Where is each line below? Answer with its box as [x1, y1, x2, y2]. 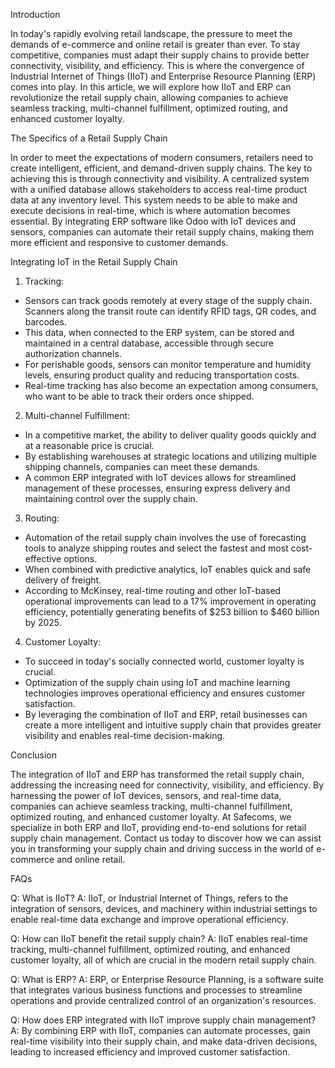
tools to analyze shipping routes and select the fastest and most [24, 542, 289, 554]
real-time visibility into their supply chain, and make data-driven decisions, [10, 1035, 318, 1047]
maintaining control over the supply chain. [24, 493, 198, 504]
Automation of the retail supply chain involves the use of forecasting [24, 532, 307, 543]
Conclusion [10, 749, 58, 761]
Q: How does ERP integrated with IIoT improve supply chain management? [10, 1014, 317, 1026]
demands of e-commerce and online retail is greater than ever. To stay [10, 39, 301, 50]
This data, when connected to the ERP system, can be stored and [24, 327, 295, 338]
